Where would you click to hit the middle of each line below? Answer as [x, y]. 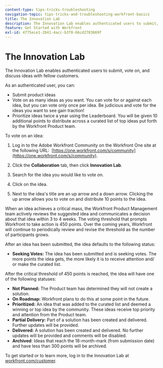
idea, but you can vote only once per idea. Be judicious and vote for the [84, 105]
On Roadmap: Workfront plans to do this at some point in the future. [81, 299]
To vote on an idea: [24, 135]
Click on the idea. [30, 184]
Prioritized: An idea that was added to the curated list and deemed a [81, 304]
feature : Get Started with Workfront [44, 28]
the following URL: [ [33, 150]
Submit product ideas [34, 94]
